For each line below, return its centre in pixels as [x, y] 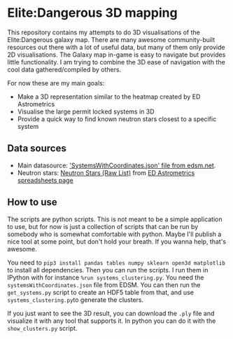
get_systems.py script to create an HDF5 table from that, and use [101, 292]
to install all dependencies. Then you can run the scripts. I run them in [108, 270]
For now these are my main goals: [56, 83]
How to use [32, 202]
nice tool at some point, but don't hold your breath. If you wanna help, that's [117, 241]
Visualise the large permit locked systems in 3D [86, 111]
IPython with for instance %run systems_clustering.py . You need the [106, 277]
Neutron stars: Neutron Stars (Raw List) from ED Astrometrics [106, 172]
